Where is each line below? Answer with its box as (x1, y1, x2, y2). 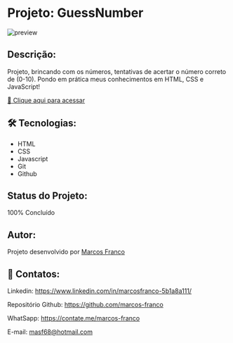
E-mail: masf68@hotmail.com (7, 328, 93, 336)
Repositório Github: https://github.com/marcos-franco (7, 301, 164, 308)
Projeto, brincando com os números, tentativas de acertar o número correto (7, 67, 227, 75)
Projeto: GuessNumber (7, 5, 144, 21)
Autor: (7, 229, 36, 241)
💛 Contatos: (7, 268, 60, 280)
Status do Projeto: (7, 189, 88, 201)
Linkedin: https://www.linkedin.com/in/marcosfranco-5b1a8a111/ (7, 287, 192, 295)
